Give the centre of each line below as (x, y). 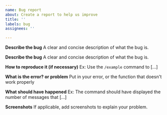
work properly (20, 82)
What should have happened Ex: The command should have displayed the (83, 92)
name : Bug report (23, 10)
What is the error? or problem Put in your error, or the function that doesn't (83, 77)
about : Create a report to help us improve (52, 15)
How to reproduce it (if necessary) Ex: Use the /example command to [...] (81, 67)
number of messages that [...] (36, 97)
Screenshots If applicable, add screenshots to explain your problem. (76, 107)
